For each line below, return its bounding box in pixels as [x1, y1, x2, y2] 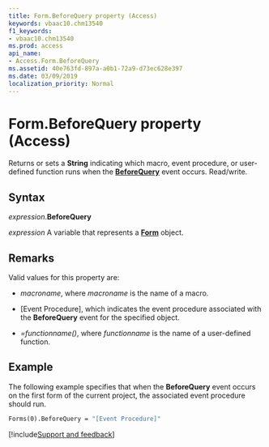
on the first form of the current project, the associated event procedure [8, 390, 246, 400]
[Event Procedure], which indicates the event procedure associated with [19, 304, 262, 314]
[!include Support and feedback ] [8, 429, 115, 439]
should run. [8, 398, 47, 409]
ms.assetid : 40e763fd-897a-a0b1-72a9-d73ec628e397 [8, 65, 183, 73]
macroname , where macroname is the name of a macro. [19, 288, 209, 298]
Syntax [8, 190, 45, 204]
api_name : [8, 49, 42, 57]
